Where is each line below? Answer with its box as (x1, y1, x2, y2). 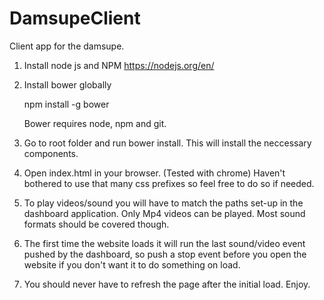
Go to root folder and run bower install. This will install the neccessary (23, 137, 312, 149)
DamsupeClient (9, 7, 141, 30)
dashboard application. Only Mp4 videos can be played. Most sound (23, 207, 306, 219)
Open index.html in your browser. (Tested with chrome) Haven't (23, 167, 286, 179)
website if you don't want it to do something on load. (23, 258, 241, 271)
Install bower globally (23, 78, 112, 91)
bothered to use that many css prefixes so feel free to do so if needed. (23, 177, 315, 189)
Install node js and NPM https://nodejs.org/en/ (23, 59, 215, 71)
